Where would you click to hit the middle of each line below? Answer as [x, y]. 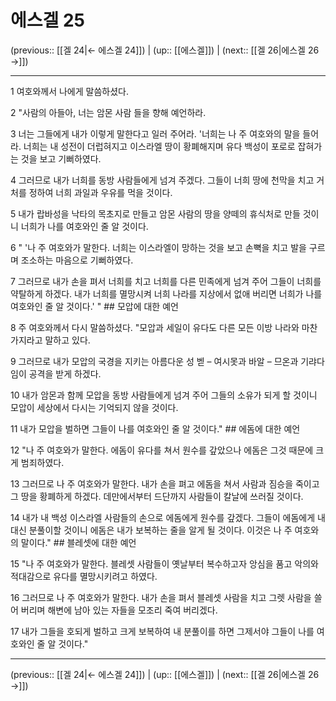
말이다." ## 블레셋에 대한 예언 [78, 542]
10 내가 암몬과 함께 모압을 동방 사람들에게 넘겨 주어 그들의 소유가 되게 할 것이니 [164, 395]
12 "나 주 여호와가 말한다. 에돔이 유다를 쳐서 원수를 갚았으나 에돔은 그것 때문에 [162, 450]
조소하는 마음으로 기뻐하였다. [77, 260]
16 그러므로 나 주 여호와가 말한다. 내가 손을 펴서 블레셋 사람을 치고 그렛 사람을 [161, 597]
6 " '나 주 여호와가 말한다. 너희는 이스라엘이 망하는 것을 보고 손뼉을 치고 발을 [158, 247]
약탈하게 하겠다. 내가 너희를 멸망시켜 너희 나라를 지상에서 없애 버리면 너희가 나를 [166, 293]
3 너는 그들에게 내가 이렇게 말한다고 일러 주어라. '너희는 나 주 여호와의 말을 [155, 133]
